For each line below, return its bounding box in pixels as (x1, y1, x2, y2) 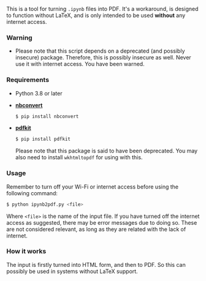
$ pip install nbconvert (15, 113, 79, 119)
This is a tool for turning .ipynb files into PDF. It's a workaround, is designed (6, 6, 199, 12)
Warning (6, 33, 32, 42)
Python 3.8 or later (15, 89, 63, 97)
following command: (6, 189, 58, 197)
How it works (6, 247, 47, 256)
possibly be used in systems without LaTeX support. (6, 268, 138, 275)
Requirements (6, 76, 50, 84)
